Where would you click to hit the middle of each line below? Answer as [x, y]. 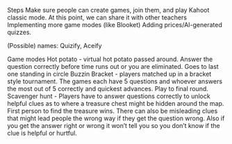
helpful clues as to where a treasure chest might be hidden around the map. [116, 103]
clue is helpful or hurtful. [42, 133]
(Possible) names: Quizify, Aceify [55, 46]
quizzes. [19, 32]
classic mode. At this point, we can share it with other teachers [97, 17]
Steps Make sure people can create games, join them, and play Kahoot [108, 10]
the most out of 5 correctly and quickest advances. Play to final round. [108, 89]
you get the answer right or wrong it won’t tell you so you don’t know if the [114, 126]
